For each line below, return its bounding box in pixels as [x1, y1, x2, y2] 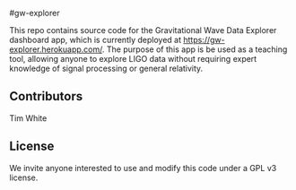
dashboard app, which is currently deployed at [9, 35, 182, 45]
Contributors [9, 89, 83, 104]
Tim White [9, 112, 48, 124]
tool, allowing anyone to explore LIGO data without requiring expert [9, 54, 257, 64]
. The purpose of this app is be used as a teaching [101, 44, 288, 55]
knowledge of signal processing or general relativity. [9, 63, 204, 73]
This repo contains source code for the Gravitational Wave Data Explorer [9, 25, 277, 35]
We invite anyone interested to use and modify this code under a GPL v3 [9, 162, 277, 173]
